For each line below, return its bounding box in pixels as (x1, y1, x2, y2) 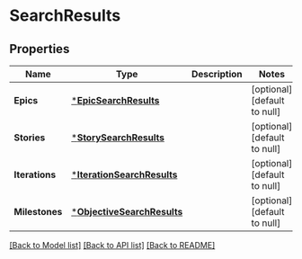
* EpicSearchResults (71, 94, 160, 106)
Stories (13, 131, 46, 144)
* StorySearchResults (71, 131, 164, 144)
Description (191, 68, 243, 80)
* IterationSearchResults (71, 168, 178, 181)
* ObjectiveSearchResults (71, 206, 183, 218)
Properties (9, 41, 70, 57)
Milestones (13, 206, 63, 218)
